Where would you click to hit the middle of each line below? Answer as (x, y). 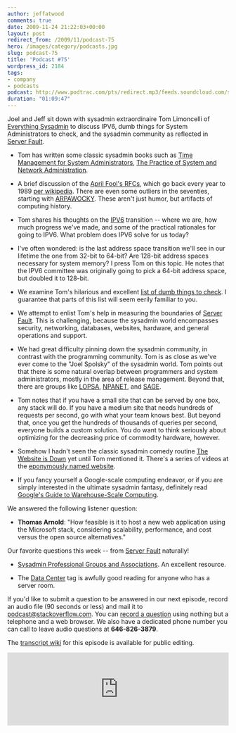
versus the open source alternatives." (72, 537)
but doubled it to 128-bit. (53, 278)
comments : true (29, 20)
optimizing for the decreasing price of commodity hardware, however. (118, 438)
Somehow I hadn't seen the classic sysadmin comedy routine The (113, 451)
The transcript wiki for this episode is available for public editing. (101, 643)
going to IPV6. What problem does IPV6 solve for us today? (103, 234)
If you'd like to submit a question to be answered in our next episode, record (118, 599)
